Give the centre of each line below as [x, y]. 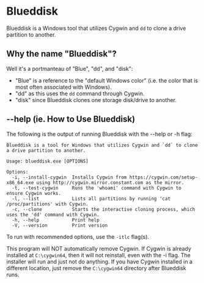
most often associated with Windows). [63, 87]
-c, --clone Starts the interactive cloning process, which [104, 209]
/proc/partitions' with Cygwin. [47, 204]
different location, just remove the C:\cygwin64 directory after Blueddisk [96, 268]
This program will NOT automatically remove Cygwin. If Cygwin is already [99, 248]
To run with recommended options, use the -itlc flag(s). [78, 237]
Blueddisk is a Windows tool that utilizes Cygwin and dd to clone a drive [96, 28]
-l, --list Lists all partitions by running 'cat [91, 199]
